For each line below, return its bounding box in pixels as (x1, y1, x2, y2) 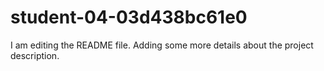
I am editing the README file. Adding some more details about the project (10, 39, 314, 51)
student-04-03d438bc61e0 (10, 6, 248, 29)
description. (10, 49, 60, 61)
